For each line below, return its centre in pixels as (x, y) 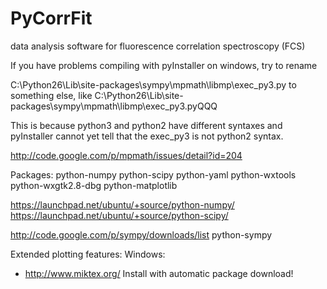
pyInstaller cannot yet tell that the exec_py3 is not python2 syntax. (147, 136)
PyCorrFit (51, 18)
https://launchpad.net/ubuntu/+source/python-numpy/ (122, 204)
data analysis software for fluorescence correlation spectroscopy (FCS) (158, 46)
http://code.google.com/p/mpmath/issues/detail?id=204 (126, 155)
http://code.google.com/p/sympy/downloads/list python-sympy (141, 234)
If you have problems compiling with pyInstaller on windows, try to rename (164, 65)
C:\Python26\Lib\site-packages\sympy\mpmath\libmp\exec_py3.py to (153, 84)
